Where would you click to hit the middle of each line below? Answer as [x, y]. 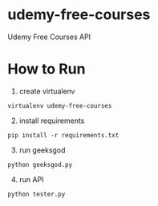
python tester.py [36, 194]
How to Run [47, 69]
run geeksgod [42, 150]
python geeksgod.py [40, 164]
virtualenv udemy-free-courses [60, 105]
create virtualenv [47, 91]
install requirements [52, 121]
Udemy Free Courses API [49, 37]
